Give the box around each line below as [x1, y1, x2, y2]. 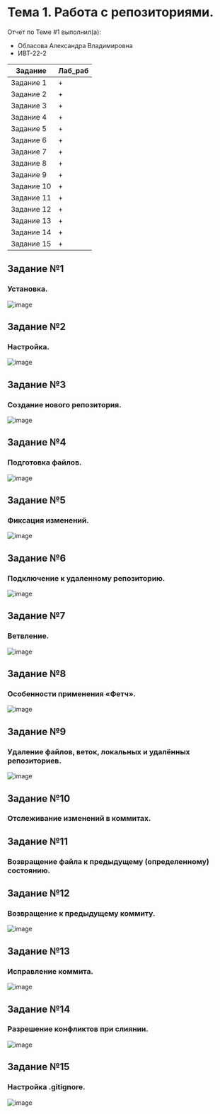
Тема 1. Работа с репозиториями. [7, 4, 214, 21]
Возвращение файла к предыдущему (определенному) [7, 856, 210, 866]
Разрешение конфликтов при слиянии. [7, 1024, 149, 1034]
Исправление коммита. [7, 966, 94, 976]
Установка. [7, 284, 48, 294]
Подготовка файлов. [7, 457, 82, 467]
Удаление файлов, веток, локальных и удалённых [7, 746, 190, 756]
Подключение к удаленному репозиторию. [7, 573, 166, 583]
